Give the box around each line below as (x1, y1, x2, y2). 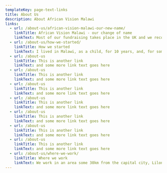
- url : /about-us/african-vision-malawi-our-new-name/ (9, 26, 126, 31)
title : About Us (5, 12, 39, 17)
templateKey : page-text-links (5, 7, 68, 12)
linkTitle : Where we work (14, 156, 68, 161)
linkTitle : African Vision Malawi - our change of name (14, 30, 133, 35)
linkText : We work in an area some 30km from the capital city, (14, 160, 150, 165)
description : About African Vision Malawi (5, 16, 94, 21)
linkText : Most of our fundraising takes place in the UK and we (14, 35, 153, 40)
